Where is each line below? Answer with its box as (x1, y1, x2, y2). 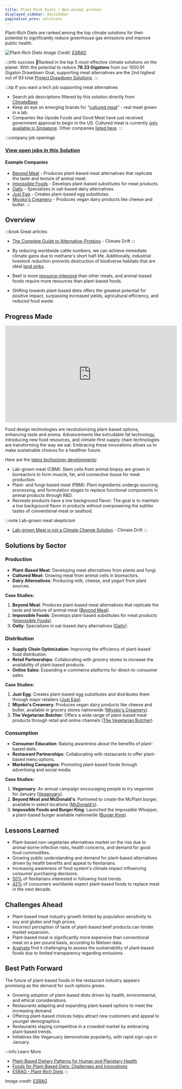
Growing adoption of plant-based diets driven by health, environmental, (12, 992, 157, 998)
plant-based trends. (12, 1029, 52, 1034)
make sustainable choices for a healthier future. (5, 447, 102, 453)
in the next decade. (12, 886, 52, 892)
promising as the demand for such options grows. (5, 982, 105, 988)
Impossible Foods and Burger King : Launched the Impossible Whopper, (12, 807, 158, 813)
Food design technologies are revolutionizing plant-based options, (5, 426, 139, 432)
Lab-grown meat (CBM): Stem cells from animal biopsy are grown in (12, 466, 150, 472)
